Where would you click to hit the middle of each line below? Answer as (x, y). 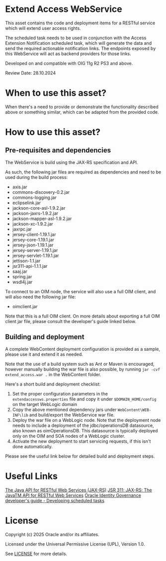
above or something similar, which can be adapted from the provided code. (82, 112)
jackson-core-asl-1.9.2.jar (39, 208)
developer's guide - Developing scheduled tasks (55, 500)
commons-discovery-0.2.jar (41, 192)
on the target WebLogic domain (44, 404)
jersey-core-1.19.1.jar (33, 240)
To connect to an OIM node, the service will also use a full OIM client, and (81, 291)
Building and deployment (45, 337)
